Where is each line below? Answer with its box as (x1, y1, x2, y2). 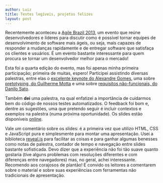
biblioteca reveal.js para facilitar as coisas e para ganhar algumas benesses (5, 136, 158, 142)
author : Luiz (5, 7, 32, 12)
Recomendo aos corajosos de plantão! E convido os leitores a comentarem (5, 162, 156, 168)
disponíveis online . (5, 116, 43, 122)
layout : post (5, 16, 32, 21)
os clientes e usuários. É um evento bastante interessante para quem (5, 50, 144, 56)
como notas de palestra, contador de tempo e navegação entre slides (5, 141, 146, 147)
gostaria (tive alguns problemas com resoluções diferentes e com (5, 152, 138, 158)
